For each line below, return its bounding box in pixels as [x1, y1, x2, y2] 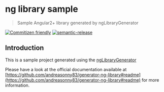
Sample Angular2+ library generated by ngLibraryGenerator [17, 20, 139, 26]
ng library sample [5, 3, 78, 15]
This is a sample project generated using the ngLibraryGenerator [5, 57, 136, 63]
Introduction [5, 44, 44, 52]
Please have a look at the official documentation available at [5, 66, 127, 72]
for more [141, 77, 159, 83]
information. [5, 82, 30, 88]
